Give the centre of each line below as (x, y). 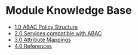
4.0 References (33, 46)
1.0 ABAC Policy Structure (46, 27)
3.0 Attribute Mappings (42, 39)
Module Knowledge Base (69, 10)
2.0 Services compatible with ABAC (58, 33)
